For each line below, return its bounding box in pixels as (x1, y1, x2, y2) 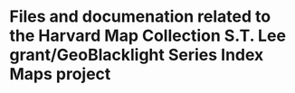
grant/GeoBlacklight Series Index (9, 45, 264, 65)
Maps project (9, 64, 111, 85)
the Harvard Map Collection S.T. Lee (9, 25, 287, 46)
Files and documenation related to (9, 6, 271, 27)
